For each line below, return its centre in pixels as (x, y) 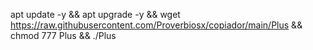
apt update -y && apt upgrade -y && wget (95, 14)
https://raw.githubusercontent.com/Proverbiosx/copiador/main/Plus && (156, 25)
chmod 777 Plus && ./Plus (63, 35)
